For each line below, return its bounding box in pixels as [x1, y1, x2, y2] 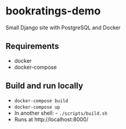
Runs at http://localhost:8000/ [14, 115, 89, 123]
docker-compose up [14, 104, 60, 110]
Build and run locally [5, 81, 84, 91]
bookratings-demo [5, 4, 101, 18]
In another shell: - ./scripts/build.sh [14, 109, 108, 116]
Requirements [5, 41, 59, 51]
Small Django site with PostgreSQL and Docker [5, 24, 121, 31]
